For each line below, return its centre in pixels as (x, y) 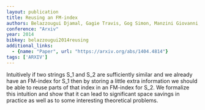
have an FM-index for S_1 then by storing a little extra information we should (102, 81)
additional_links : (30, 46)
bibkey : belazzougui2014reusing (47, 40)
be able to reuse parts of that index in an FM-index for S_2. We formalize (98, 87)
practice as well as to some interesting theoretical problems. (82, 100)
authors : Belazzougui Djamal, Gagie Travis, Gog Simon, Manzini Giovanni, (104, 23)
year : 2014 (20, 35)
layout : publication (33, 12)
